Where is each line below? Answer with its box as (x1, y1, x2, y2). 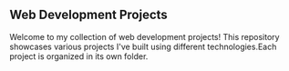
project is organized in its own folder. (9, 50, 149, 62)
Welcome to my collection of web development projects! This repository (9, 31, 280, 42)
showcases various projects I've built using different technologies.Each (9, 41, 277, 52)
